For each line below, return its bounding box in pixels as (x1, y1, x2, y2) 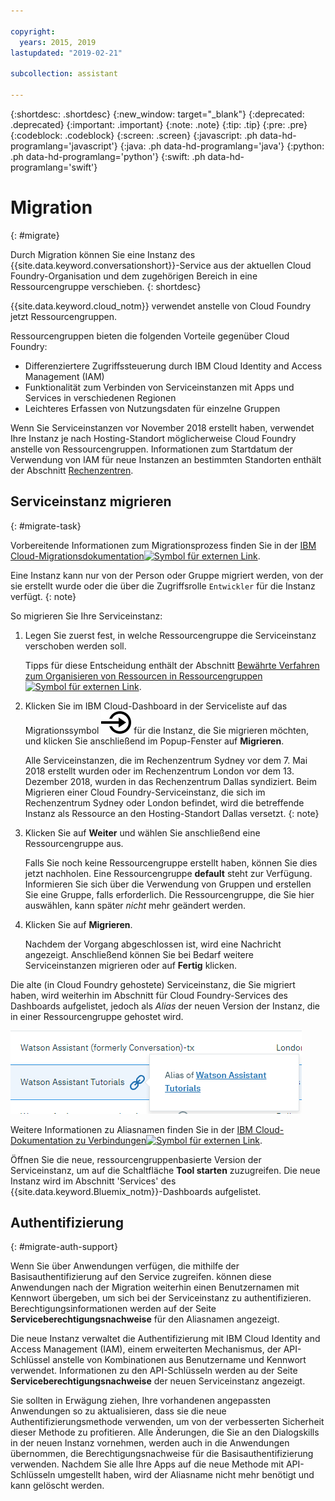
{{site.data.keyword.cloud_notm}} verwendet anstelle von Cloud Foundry (10, 300, 312, 312)
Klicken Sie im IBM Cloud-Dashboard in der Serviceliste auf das (24, 700, 288, 712)
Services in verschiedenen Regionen (24, 391, 177, 404)
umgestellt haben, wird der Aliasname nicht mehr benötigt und (57, 1469, 315, 1481)
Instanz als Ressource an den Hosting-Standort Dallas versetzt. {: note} (24, 807, 320, 819)
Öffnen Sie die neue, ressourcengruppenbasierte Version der (10, 1153, 262, 1165)
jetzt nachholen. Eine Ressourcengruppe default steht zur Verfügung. (24, 867, 313, 879)
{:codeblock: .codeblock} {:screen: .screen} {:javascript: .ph (10, 129, 258, 141)
